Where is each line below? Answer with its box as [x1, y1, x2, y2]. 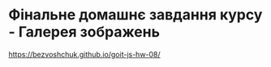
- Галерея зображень [8, 23, 161, 41]
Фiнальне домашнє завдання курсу [8, 6, 263, 24]
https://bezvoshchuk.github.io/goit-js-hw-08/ [8, 49, 161, 59]
